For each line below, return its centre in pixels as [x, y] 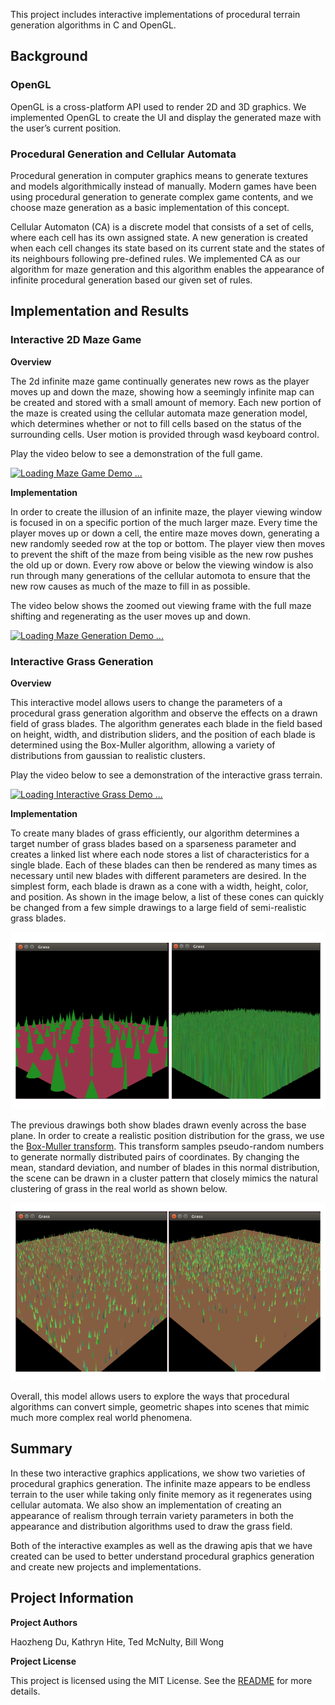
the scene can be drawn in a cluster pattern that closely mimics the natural [164, 1178]
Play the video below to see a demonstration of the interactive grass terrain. [166, 775]
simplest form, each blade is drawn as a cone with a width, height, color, [159, 886]
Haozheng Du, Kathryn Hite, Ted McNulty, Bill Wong [117, 1641]
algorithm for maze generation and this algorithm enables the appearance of [167, 269]
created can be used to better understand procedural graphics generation [162, 1556]
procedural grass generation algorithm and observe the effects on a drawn [164, 713]
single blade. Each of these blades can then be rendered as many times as [164, 865]
